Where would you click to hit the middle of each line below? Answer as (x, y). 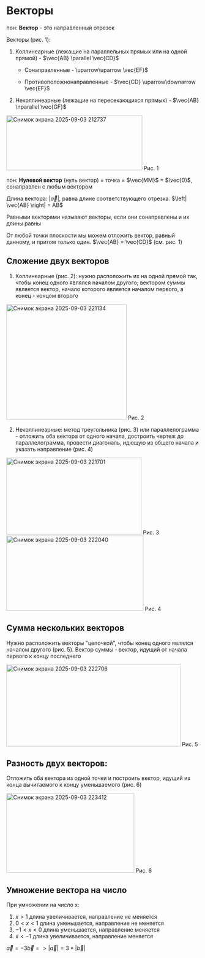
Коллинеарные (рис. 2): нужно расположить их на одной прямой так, (106, 276)
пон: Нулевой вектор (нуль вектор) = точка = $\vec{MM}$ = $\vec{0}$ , (99, 180)
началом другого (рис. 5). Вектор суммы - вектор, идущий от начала (97, 649)
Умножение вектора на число (67, 890)
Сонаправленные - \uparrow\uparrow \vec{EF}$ (86, 70)
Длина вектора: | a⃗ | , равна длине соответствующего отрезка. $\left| (97, 198)
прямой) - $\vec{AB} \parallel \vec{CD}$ (67, 58)
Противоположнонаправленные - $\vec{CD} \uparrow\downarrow (110, 82)
